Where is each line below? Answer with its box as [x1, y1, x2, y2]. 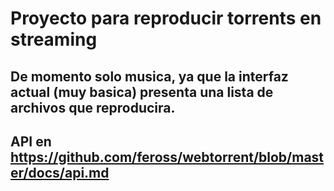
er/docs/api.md [10, 164, 110, 181]
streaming [10, 28, 98, 51]
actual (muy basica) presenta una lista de [10, 83, 274, 101]
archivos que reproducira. [10, 99, 176, 116]
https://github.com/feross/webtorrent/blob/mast [10, 148, 325, 166]
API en [10, 133, 52, 150]
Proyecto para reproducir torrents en [10, 7, 322, 30]
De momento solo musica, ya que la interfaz [10, 68, 289, 85]
